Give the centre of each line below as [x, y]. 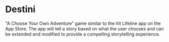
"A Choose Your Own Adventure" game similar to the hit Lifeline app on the [83, 23]
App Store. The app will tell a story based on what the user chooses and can [84, 28]
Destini [20, 9]
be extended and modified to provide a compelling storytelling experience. [83, 34]
